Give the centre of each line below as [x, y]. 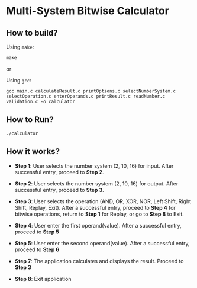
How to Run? [30, 120]
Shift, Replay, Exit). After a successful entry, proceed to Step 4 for [95, 207]
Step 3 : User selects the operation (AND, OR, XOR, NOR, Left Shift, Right [103, 201]
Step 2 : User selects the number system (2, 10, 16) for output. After [96, 183]
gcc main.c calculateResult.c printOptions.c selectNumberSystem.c [91, 91]
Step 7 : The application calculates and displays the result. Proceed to [99, 261]
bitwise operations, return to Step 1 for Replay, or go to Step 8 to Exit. [99, 214]
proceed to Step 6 [37, 249]
